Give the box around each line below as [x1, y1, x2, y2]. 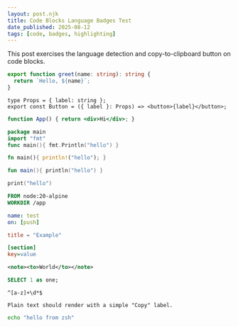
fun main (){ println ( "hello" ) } [7, 167, 103, 174]
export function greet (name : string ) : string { [7, 71, 151, 78]
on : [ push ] [7, 218, 40, 226]
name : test [7, 212, 40, 219]
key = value [7, 251, 37, 258]
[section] [7, 244, 37, 252]
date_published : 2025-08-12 [7, 23, 91, 31]
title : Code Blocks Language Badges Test [7, 17, 132, 24]
